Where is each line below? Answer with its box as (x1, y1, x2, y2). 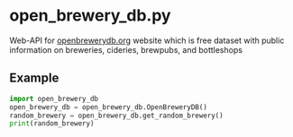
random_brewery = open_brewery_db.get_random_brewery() (9, 111, 224, 120)
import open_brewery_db (9, 94, 99, 103)
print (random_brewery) (9, 119, 95, 128)
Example (9, 71, 60, 86)
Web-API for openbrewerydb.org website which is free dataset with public (9, 35, 285, 46)
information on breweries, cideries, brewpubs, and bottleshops (9, 44, 243, 55)
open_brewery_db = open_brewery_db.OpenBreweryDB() (9, 102, 207, 112)
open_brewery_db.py (9, 5, 171, 26)
